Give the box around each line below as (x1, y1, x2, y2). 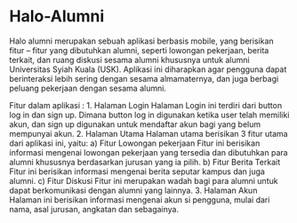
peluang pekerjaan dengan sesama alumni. (9, 83, 167, 93)
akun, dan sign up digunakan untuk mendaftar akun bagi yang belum (9, 118, 261, 130)
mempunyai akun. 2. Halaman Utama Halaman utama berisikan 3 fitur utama (9, 128, 288, 139)
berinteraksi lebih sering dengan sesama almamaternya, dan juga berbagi (9, 73, 279, 84)
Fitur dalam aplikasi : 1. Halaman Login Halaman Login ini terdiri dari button (9, 100, 283, 110)
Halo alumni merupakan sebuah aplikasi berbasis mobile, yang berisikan (9, 36, 274, 46)
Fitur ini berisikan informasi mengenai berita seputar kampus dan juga (9, 166, 265, 177)
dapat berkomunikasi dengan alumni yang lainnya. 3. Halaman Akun (9, 185, 258, 195)
